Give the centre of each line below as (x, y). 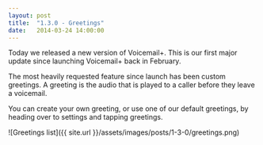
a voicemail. (28, 93)
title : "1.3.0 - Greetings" (56, 23)
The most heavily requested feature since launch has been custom (117, 77)
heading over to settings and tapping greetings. (86, 117)
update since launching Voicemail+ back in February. (95, 61)
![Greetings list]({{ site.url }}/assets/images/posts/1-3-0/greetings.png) (124, 132)
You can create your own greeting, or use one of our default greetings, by (128, 109)
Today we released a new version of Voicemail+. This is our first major (123, 53)
